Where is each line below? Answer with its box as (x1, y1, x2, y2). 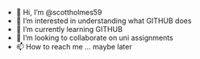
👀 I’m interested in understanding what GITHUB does (15, 16, 192, 26)
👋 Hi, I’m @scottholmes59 (15, 8, 102, 17)
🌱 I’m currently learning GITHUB (15, 25, 123, 33)
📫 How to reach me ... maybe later (15, 42, 132, 51)
